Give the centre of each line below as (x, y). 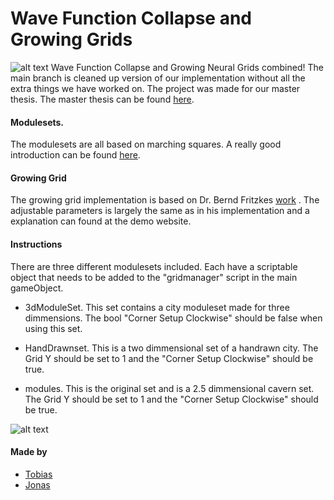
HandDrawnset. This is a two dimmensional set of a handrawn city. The (171, 348)
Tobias (38, 474)
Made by (29, 452)
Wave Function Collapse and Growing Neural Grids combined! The (187, 67)
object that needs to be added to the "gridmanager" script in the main (154, 277)
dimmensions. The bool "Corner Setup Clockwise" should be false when (173, 318)
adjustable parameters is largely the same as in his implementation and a (160, 211)
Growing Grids (71, 39)
